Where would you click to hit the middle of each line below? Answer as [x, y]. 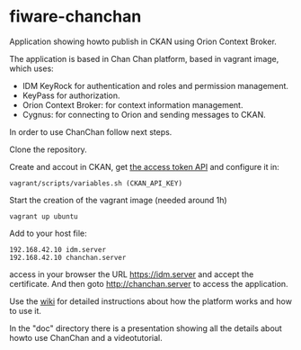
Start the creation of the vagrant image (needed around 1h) [118, 200]
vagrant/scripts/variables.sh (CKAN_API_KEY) [96, 183]
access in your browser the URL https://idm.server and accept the [132, 274]
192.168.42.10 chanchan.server [68, 257]
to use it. [26, 310]
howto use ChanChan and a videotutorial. [86, 337]
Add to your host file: [48, 233]
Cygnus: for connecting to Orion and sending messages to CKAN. [144, 114]
